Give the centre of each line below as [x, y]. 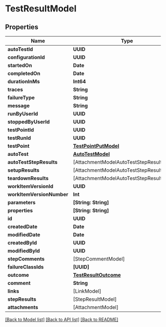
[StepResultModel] [95, 299]
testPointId [21, 130]
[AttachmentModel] [96, 307]
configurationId [26, 57]
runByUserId [23, 114]
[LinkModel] [87, 291]
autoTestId [20, 49]
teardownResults [28, 178]
